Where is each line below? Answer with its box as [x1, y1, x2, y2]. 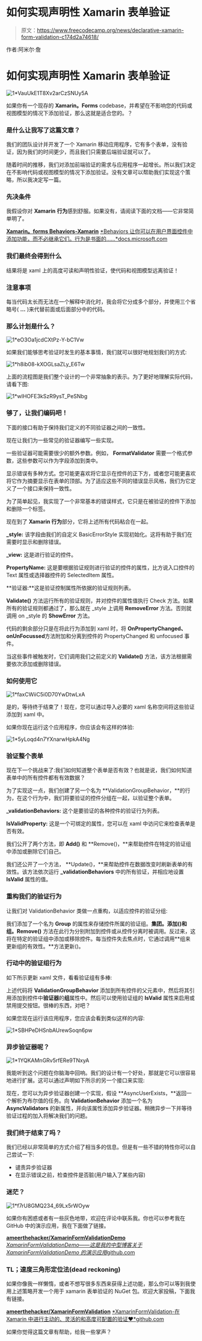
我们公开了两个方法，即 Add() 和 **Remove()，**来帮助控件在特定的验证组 [6, 840, 191, 848]
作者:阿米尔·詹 [6, 46, 41, 53]
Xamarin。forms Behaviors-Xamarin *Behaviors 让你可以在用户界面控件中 [6, 228, 194, 235]
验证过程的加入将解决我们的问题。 [6, 1112, 91, 1119]
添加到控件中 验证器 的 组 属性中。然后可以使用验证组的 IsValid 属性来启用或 [11, 994, 195, 1001]
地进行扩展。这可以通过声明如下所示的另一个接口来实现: [6, 1077, 145, 1084]
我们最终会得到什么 [6, 252, 62, 260]
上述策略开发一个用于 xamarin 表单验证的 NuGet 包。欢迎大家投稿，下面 [11, 1287, 191, 1295]
